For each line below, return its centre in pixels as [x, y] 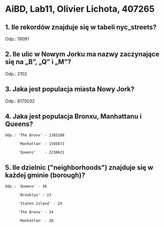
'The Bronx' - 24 [36, 212]
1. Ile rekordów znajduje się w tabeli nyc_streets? [81, 27]
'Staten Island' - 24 [40, 204]
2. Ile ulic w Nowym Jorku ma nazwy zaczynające [82, 54]
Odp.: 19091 [17, 39]
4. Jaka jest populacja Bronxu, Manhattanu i [73, 116]
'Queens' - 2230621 [41, 152]
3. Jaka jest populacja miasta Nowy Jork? [70, 89]
